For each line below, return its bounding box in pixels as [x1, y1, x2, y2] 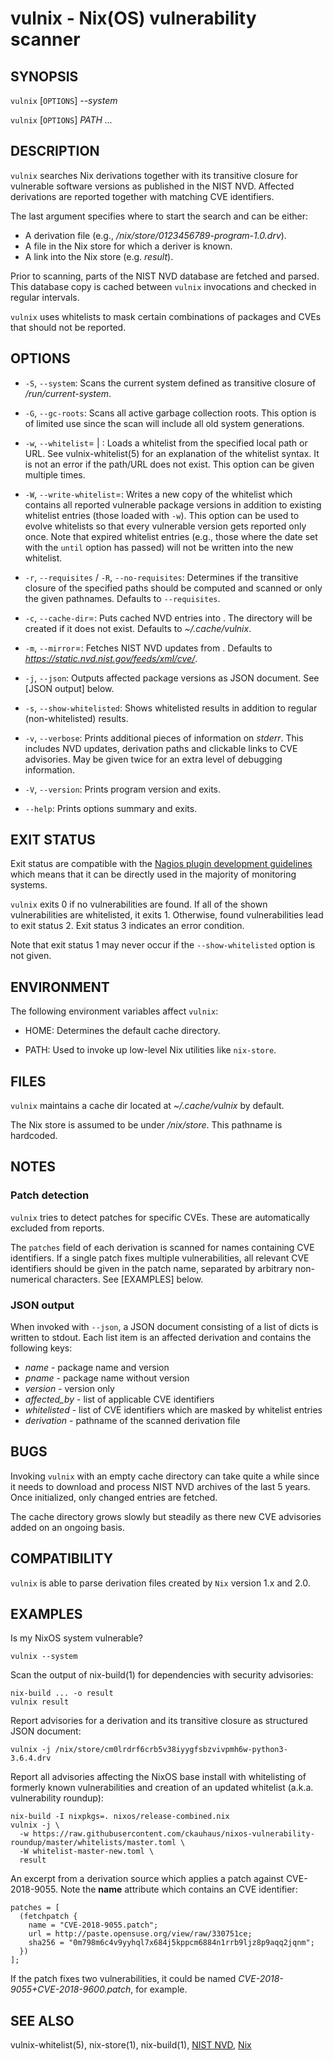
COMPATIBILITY [10, 1550, 113, 1567]
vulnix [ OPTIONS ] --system [10, 95, 118, 106]
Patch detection [10, 1188, 90, 1202]
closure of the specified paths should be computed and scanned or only [24, 582, 323, 594]
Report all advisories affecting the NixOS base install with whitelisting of [10, 1771, 307, 1783]
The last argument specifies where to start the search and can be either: [10, 210, 308, 222]
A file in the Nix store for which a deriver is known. [24, 240, 233, 252]
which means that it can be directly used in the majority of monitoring [10, 868, 297, 881]
